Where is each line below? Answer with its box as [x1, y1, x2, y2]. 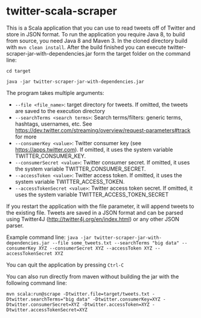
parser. [6, 222, 24, 229]
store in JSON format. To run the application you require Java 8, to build [6, 30, 185, 37]
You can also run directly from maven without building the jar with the [6, 273, 179, 280]
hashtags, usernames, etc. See [14, 120, 92, 128]
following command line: [6, 279, 68, 287]
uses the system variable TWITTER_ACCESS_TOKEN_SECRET [14, 190, 169, 198]
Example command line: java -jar [6, 233, 92, 241]
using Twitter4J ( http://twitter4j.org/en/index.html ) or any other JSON [6, 215, 180, 222]
